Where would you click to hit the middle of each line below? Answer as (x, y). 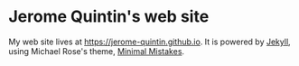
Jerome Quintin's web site (109, 17)
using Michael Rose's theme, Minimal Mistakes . (97, 51)
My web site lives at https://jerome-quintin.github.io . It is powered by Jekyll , (149, 42)
